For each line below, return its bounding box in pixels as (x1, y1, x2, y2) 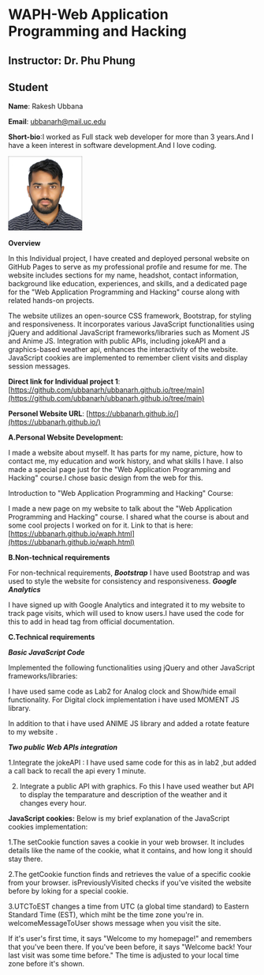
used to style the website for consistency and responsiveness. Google (8, 576, 237, 586)
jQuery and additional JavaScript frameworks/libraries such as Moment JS (8, 328, 250, 338)
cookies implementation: (8, 822, 88, 832)
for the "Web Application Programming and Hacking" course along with (8, 287, 240, 297)
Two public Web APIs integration (8, 743, 118, 752)
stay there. (8, 854, 43, 864)
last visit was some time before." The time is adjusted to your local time (8, 950, 240, 960)
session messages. (8, 361, 71, 371)
